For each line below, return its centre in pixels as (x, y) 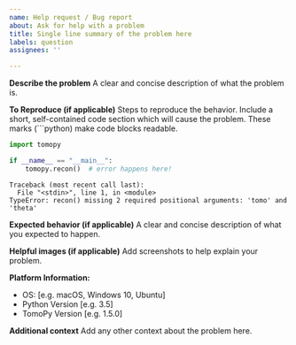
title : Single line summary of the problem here (101, 34)
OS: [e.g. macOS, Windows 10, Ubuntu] (93, 295)
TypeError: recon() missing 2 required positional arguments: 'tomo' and (148, 200)
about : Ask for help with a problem (77, 26)
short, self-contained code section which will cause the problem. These (140, 119)
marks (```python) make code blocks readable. (94, 128)
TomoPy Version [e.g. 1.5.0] (72, 313)
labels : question (41, 42)
